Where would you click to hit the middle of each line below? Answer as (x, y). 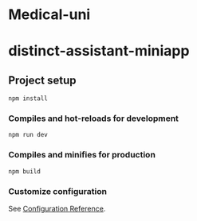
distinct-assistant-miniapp (99, 51)
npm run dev (28, 135)
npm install (28, 99)
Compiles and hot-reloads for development (94, 118)
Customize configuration (58, 191)
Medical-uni (49, 15)
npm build (25, 171)
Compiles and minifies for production (82, 155)
